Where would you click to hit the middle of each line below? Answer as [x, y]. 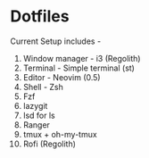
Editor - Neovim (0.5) [62, 77]
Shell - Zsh [43, 87]
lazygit [35, 105]
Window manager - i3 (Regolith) [82, 58]
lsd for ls [39, 115]
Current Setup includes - [56, 41]
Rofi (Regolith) [50, 144]
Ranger [36, 125]
